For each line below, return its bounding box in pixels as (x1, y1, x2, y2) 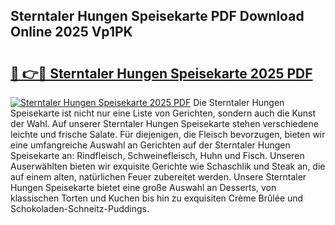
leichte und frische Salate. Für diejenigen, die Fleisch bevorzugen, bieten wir (10, 129, 326, 140)
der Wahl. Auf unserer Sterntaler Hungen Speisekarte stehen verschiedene (10, 118, 319, 129)
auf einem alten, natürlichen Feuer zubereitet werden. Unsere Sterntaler (10, 171, 307, 183)
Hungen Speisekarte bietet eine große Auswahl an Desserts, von (10, 182, 277, 193)
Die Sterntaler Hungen (193, 97, 285, 108)
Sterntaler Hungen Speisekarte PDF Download (10, 8, 305, 25)
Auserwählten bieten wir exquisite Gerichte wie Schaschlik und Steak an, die (10, 160, 326, 172)
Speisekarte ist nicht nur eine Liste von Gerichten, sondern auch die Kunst (10, 107, 316, 119)
